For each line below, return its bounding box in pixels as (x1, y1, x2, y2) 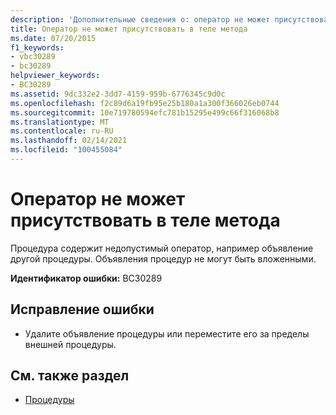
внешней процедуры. (24, 338, 117, 350)
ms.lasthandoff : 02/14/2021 (10, 136, 128, 146)
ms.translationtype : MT (10, 117, 110, 127)
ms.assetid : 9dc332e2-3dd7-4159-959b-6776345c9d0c (10, 89, 226, 99)
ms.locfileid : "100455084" (10, 145, 123, 155)
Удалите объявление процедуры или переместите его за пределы (24, 327, 310, 340)
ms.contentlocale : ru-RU (10, 126, 114, 136)
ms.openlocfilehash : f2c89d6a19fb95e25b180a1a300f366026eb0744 (10, 98, 280, 108)
